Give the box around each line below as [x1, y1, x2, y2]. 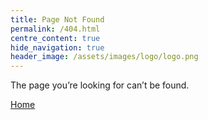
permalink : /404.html [10, 24, 101, 34]
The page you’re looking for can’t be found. [10, 79, 190, 91]
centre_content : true [10, 33, 101, 43]
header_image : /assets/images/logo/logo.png [10, 52, 199, 62]
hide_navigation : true [10, 42, 105, 53]
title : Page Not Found [10, 14, 105, 25]
